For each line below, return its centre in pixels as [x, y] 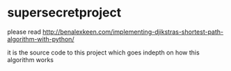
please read [24, 32]
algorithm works [31, 59]
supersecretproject [64, 13]
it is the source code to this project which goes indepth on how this [103, 52]
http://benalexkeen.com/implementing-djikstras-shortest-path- [133, 32]
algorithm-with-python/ [41, 39]
